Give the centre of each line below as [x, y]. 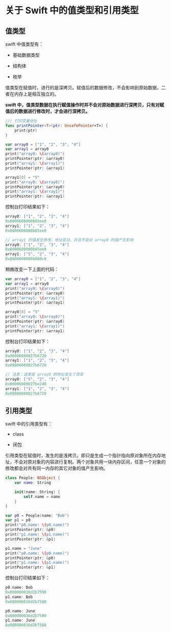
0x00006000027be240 [26, 384]
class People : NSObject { [33, 478]
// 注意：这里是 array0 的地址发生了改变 [45, 374]
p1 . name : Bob [19, 597]
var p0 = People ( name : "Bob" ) [37, 516]
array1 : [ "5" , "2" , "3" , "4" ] [37, 254]
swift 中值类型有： [24, 44]
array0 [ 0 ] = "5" [22, 312]
